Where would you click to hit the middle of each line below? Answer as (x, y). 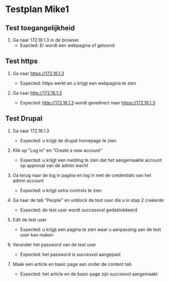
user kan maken (37, 235)
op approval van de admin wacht (54, 165)
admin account (28, 181)
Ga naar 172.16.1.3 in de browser (46, 40)
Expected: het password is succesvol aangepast (70, 254)
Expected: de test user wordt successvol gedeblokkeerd (79, 210)
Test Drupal (24, 119)
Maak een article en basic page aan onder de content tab (72, 264)
